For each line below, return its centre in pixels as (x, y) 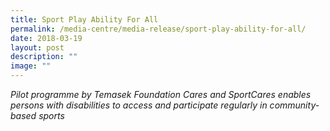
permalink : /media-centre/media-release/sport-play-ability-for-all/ (158, 29)
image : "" (31, 66)
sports (51, 115)
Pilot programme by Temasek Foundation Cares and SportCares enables (161, 94)
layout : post (37, 47)
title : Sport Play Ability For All (84, 19)
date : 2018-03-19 (46, 38)
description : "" (44, 57)
